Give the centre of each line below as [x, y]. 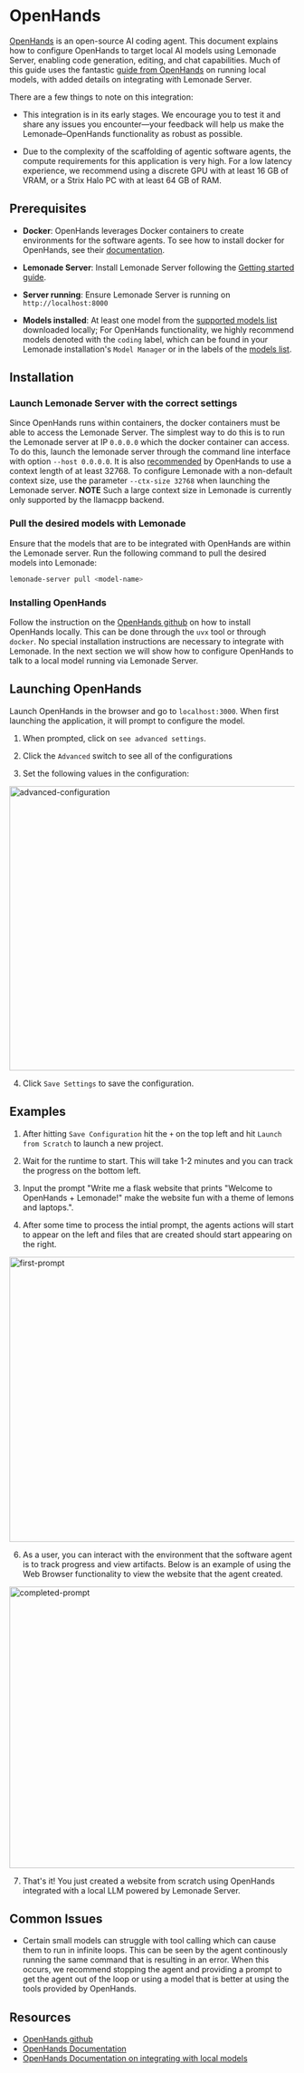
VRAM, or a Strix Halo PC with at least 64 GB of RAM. [122, 180]
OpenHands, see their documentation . [94, 249]
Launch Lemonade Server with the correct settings [123, 403]
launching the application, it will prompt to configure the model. [128, 721]
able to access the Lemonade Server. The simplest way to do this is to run [147, 432]
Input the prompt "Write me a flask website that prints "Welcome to [147, 1187]
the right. [39, 1244]
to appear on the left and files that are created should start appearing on [157, 1235]
